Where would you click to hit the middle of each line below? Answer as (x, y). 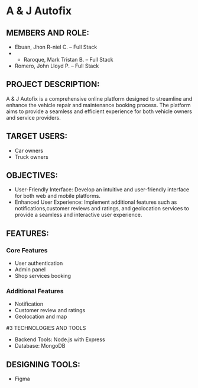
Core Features (27, 250)
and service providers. (33, 117)
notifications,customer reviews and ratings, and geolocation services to (102, 209)
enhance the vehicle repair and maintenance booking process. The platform (98, 105)
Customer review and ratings (50, 310)
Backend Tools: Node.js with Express (60, 339)
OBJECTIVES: (32, 176)
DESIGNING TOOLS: (43, 365)
